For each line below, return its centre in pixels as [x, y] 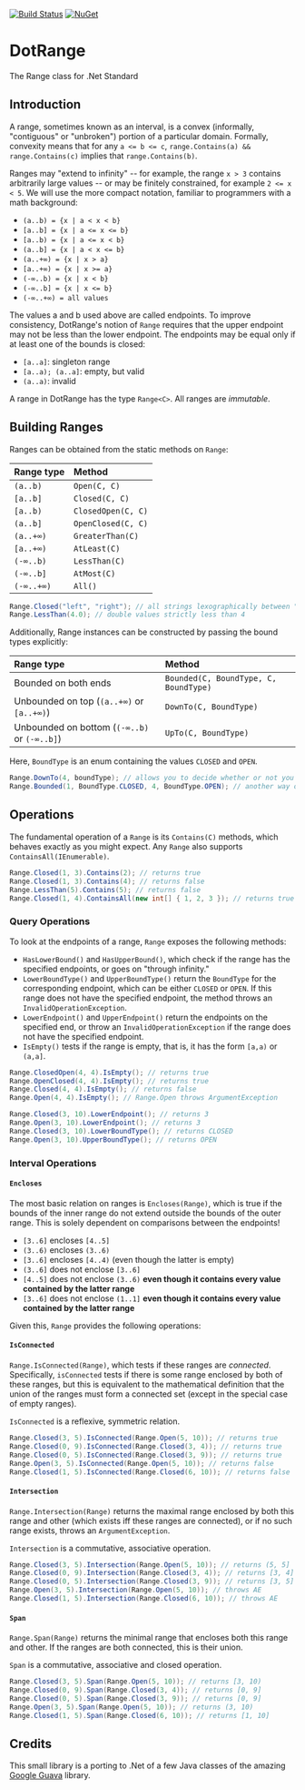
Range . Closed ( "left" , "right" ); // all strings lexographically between [150, 606]
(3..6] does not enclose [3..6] [81, 1269]
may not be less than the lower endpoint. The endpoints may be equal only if [152, 334]
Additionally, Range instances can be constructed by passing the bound [144, 632]
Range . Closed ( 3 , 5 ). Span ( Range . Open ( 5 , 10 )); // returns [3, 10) [136, 1682]
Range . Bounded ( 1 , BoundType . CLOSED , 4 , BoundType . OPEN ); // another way [150, 787]
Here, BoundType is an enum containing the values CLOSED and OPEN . [133, 761]
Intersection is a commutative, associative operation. [110, 1548]
